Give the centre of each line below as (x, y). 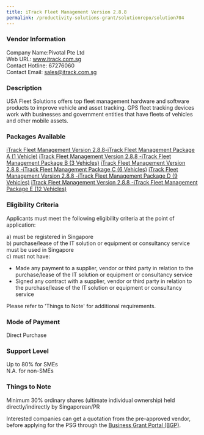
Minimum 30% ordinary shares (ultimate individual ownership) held (91, 400)
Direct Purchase (27, 335)
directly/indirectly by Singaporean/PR (53, 407)
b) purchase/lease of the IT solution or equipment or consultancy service (98, 243)
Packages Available (36, 137)
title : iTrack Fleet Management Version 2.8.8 (67, 12)
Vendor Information (36, 39)
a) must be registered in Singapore (50, 236)
